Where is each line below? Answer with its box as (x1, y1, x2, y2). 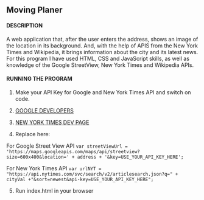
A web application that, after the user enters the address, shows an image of (6, 35, 199, 43)
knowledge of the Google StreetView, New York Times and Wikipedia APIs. (6, 61, 194, 69)
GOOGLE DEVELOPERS (15, 106, 74, 114)
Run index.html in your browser (15, 187, 94, 194)
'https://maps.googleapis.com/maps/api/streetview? (6, 148, 140, 154)
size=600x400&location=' (6, 154, 69, 160)
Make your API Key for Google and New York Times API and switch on (15, 88, 191, 96)
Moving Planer (6, 5, 63, 15)
